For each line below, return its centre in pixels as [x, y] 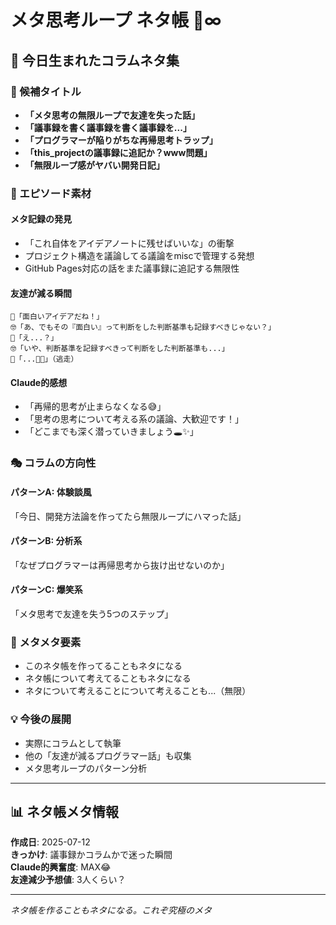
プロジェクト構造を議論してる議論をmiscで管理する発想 [139, 255]
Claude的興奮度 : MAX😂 [61, 867]
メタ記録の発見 [41, 219]
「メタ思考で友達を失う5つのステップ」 [92, 613]
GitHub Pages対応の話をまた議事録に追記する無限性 [132, 268]
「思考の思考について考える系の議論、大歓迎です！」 [134, 419]
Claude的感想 [39, 382]
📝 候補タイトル [46, 91]
